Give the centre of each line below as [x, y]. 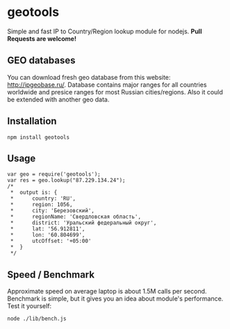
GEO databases [41, 61]
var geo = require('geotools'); [54, 174]
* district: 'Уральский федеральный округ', [83, 223]
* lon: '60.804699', [48, 235]
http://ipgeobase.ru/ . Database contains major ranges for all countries [107, 85]
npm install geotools [39, 137]
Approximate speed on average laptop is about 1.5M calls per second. [107, 292]
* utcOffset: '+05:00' [51, 241]
